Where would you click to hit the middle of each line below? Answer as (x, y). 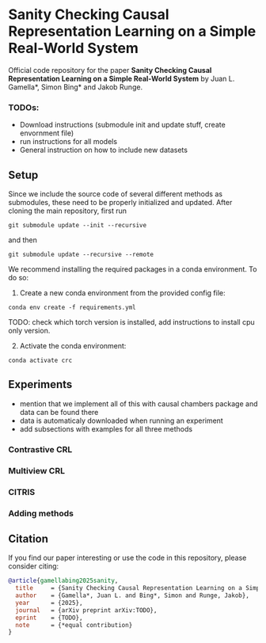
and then (23, 240)
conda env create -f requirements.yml (72, 308)
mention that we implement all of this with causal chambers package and (139, 403)
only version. (29, 331)
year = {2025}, (49, 603)
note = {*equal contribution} (74, 625)
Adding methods (41, 513)
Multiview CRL (37, 470)
